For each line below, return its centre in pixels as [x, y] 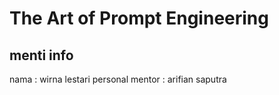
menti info [41, 55]
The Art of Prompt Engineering [139, 18]
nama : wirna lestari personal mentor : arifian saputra [118, 79]
